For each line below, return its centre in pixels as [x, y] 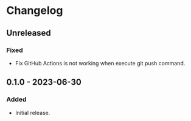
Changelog [35, 11]
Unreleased [29, 33]
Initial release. [33, 113]
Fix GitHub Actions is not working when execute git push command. [100, 63]
